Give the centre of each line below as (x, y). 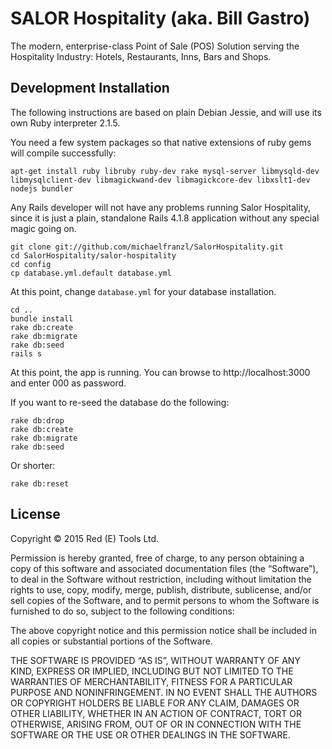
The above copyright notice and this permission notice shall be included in (163, 630)
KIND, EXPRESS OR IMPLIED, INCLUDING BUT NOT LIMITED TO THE (152, 671)
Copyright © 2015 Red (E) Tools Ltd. (85, 538)
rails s (26, 353)
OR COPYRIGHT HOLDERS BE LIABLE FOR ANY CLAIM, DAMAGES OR (155, 703)
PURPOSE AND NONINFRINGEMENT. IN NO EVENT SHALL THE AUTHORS (164, 692)
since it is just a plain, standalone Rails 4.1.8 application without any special (165, 218)
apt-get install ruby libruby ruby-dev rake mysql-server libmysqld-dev (165, 171)
